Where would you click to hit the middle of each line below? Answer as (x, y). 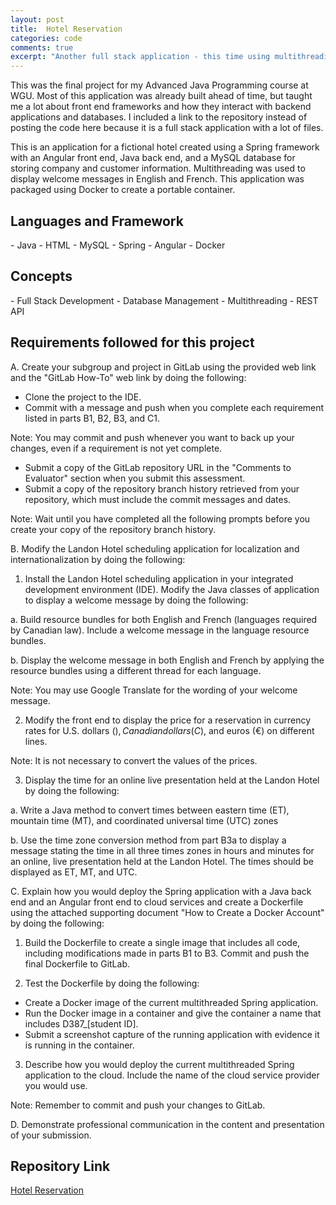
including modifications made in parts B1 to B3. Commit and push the (167, 953)
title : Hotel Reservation (66, 29)
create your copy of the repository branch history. (113, 529)
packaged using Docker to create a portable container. (123, 190)
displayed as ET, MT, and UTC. (74, 872)
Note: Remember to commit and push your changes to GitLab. (138, 1105)
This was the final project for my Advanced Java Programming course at (159, 85)
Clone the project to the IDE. (83, 397)
